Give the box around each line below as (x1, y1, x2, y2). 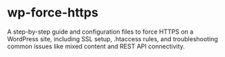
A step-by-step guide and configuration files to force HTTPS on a (7, 27, 194, 36)
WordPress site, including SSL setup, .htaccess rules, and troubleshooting (7, 34, 218, 43)
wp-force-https (7, 5, 99, 21)
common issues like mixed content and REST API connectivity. (7, 42, 186, 50)
